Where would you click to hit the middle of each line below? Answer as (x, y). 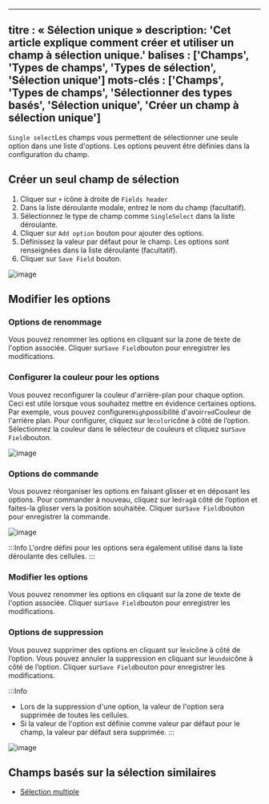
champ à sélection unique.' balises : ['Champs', (129, 56)
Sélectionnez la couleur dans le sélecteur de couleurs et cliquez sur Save (127, 429)
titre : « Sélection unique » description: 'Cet (120, 30)
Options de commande (53, 474)
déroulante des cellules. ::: (52, 556)
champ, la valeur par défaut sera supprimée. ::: (97, 732)
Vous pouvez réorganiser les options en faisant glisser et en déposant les (129, 491)
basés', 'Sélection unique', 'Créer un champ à (124, 105)
